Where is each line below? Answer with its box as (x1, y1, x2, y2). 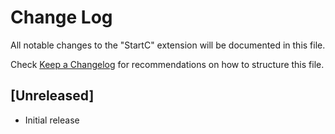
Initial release (24, 114, 80, 126)
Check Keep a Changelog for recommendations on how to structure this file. (10, 58, 325, 70)
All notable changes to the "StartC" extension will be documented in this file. (10, 39, 326, 51)
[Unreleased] (10, 87, 95, 105)
